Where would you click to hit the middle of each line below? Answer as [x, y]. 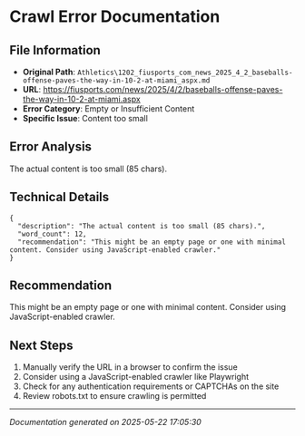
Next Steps [41, 345]
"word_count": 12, [53, 234]
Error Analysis [51, 147]
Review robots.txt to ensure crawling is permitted [114, 396]
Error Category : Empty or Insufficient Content [108, 109]
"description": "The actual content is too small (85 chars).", [142, 226]
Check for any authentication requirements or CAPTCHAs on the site [151, 386]
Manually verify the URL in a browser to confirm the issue [130, 367]
